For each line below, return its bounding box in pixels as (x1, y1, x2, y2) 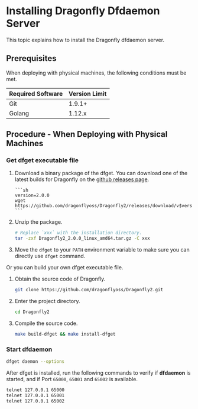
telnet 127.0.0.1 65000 (6, 387, 65, 393)
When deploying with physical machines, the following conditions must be (6, 69, 187, 76)
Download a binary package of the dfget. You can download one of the (14, 170, 188, 177)
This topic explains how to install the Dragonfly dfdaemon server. (6, 36, 164, 43)
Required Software (9, 89, 63, 98)
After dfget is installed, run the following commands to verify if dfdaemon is (6, 369, 191, 376)
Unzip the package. (14, 218, 63, 226)
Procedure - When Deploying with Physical (6, 129, 168, 140)
